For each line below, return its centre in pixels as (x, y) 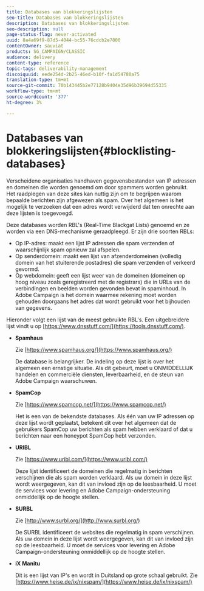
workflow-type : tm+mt (34, 91)
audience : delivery (31, 57)
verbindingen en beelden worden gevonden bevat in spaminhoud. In (100, 288)
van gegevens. (34, 307)
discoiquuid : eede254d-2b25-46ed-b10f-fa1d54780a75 (73, 74)
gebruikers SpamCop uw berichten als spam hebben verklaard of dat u (104, 429)
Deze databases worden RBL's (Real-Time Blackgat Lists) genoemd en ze (98, 225)
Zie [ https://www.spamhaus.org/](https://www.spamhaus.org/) (93, 349)
